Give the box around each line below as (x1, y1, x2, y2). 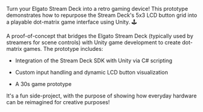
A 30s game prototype (15, 81, 72, 87)
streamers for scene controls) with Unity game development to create (6, 39, 181, 46)
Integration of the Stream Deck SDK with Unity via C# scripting (15, 57, 173, 64)
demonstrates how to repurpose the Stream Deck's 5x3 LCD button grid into (6, 12, 198, 19)
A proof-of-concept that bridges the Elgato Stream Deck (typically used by (6, 33, 193, 39)
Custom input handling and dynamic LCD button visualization (15, 69, 168, 76)
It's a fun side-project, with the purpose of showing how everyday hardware (6, 92, 197, 99)
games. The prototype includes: (23, 45, 103, 52)
